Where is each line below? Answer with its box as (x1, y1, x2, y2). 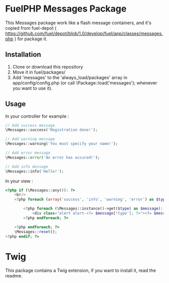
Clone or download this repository (12, 63, 83, 69)
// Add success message (5, 123, 55, 128)
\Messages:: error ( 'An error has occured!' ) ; (5, 155, 100, 160)
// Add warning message (5, 136, 55, 141)
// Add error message (5, 151, 51, 156)
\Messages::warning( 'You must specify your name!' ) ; (5, 141, 118, 147)
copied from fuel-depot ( (5, 25, 57, 31)
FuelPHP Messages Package (5, 3, 127, 15)
